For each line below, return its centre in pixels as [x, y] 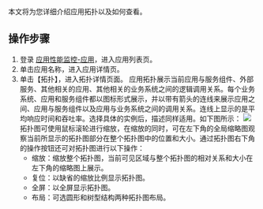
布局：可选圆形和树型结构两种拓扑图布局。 [101, 197]
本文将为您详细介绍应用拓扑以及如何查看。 [77, 11]
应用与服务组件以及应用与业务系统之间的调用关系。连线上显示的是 [141, 108]
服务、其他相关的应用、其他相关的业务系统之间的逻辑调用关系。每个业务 [137, 88]
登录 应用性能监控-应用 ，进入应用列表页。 [88, 59]
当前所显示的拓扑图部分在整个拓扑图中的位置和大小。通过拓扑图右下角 [141, 138]
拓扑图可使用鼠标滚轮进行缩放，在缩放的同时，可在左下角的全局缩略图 [134, 128]
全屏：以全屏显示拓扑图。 [73, 187]
